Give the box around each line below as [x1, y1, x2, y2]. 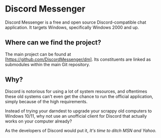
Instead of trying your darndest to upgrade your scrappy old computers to [5, 108, 152, 114]
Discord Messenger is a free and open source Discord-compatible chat [5, 19, 147, 25]
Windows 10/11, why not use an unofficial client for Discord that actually [5, 113, 147, 119]
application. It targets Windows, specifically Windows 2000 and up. [5, 24, 139, 30]
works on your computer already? [5, 118, 72, 124]
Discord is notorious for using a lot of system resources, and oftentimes [5, 88, 148, 94]
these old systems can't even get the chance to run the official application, [5, 93, 153, 99]
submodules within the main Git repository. [5, 61, 90, 67]
